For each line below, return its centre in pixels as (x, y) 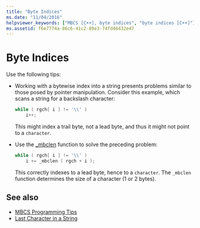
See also (22, 198)
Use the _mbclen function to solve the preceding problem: (86, 144)
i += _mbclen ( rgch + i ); (60, 161)
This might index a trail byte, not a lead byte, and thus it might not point (102, 127)
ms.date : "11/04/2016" (34, 17)
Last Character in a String (46, 218)
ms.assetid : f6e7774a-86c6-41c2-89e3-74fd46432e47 (70, 28)
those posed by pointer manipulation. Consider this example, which (97, 93)
